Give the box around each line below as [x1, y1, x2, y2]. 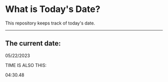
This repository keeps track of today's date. [5, 20, 95, 26]
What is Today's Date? [5, 3, 100, 15]
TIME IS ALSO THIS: [5, 62, 46, 68]
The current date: [5, 39, 61, 48]
